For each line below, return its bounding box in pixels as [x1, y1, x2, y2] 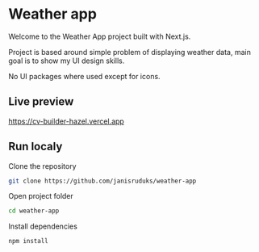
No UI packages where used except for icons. [8, 71, 161, 81]
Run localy [8, 140, 63, 153]
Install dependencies [8, 221, 78, 231]
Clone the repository [8, 161, 77, 170]
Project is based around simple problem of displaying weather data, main [8, 47, 252, 57]
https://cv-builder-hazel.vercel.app [8, 116, 125, 126]
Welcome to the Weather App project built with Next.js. [8, 31, 191, 41]
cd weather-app [8, 207, 60, 215]
